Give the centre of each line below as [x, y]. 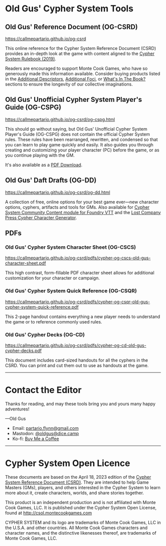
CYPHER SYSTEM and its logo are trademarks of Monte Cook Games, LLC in [83, 522]
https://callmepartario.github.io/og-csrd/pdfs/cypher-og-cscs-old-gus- [78, 258]
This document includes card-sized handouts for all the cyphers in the [77, 360]
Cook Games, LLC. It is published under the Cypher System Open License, [81, 507]
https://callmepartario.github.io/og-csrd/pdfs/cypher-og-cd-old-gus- [76, 345]
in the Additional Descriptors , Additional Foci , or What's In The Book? [75, 79]
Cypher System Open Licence [68, 463]
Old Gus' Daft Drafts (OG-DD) [51, 180]
